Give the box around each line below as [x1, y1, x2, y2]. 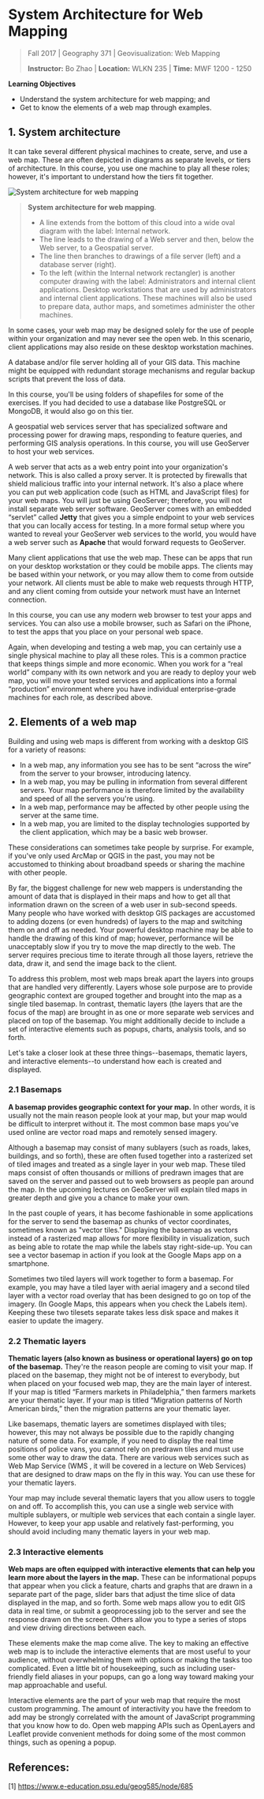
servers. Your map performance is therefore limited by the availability [19, 785, 244, 794]
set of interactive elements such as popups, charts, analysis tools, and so [8, 1024, 247, 1034]
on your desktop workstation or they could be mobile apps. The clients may [8, 561, 254, 570]
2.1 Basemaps [8, 1084, 62, 1095]
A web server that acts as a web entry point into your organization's [8, 462, 229, 471]
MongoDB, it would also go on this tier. [8, 406, 134, 415]
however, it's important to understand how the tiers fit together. [8, 171, 214, 181]
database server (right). [39, 259, 117, 269]
